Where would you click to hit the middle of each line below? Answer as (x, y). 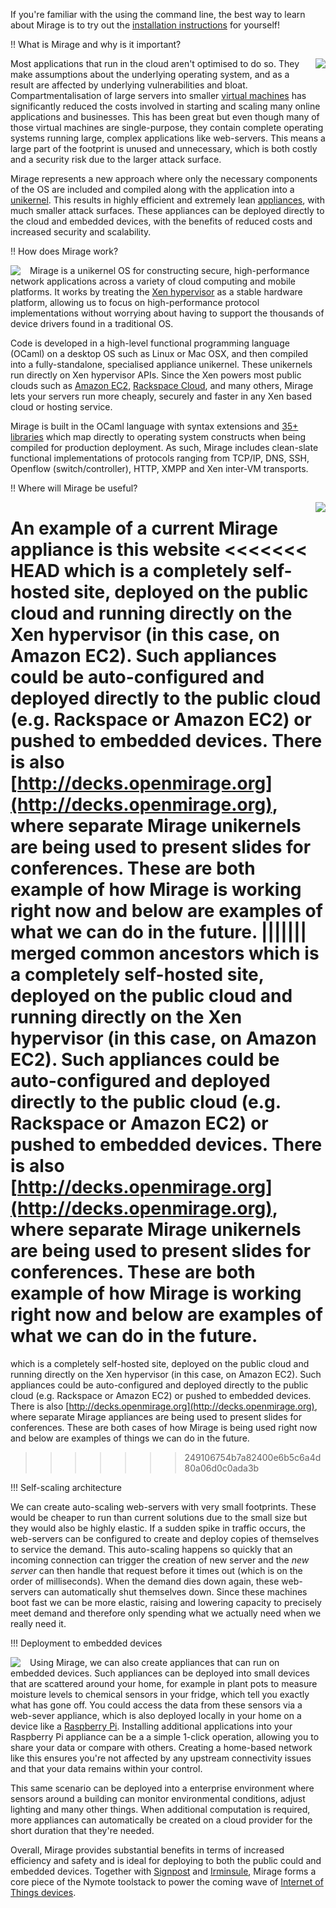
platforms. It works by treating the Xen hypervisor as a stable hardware (156, 292)
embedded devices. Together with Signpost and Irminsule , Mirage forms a (163, 1871)
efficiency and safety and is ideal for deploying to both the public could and (166, 1860)
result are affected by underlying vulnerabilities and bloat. (129, 85)
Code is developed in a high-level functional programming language (150, 343)
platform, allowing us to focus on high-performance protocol (135, 302)
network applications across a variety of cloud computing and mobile (153, 281)
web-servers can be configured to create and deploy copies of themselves (165, 1538)
